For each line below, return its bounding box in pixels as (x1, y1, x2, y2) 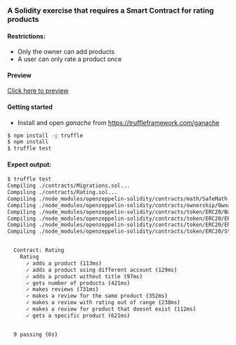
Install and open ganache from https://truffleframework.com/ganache (17, 118, 220, 126)
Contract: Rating (13, 247, 65, 254)
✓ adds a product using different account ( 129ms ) (25, 266, 178, 273)
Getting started (7, 103, 53, 111)
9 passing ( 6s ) (13, 331, 58, 338)
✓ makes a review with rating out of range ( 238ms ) (25, 299, 181, 306)
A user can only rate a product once (17, 55, 122, 63)
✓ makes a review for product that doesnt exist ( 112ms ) (25, 306, 197, 313)
